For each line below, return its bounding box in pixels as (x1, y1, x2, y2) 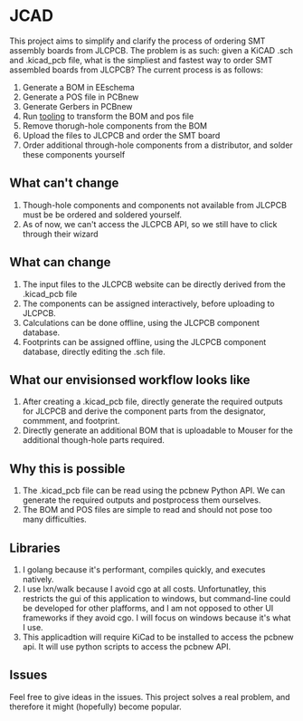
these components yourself (22, 149, 126, 159)
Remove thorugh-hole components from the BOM (22, 120, 208, 131)
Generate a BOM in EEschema (22, 82, 136, 92)
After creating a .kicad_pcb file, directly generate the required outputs (22, 396, 283, 408)
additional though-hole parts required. (22, 435, 166, 446)
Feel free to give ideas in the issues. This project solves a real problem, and (9, 691, 291, 702)
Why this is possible (9, 461, 126, 476)
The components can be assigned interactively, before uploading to (22, 298, 275, 309)
